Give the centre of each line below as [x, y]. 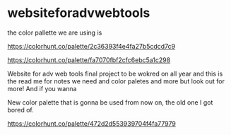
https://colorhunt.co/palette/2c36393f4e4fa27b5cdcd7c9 [91, 46]
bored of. [20, 110]
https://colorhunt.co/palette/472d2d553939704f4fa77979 [92, 123]
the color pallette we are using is [55, 33]
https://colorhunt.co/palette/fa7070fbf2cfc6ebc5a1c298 [89, 60]
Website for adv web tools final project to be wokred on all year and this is [115, 74]
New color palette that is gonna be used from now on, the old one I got [110, 102]
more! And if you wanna [42, 88]
